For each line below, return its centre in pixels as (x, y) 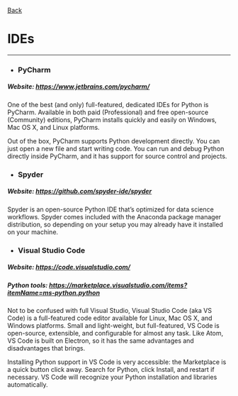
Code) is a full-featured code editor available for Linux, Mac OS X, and (110, 318)
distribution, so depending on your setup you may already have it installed (115, 224)
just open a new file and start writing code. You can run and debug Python (116, 148)
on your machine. (33, 232)
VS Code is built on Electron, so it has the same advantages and (101, 341)
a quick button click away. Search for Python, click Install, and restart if (111, 369)
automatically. (28, 384)
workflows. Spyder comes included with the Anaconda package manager (114, 216)
